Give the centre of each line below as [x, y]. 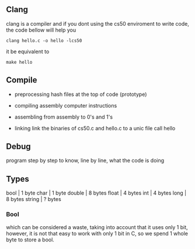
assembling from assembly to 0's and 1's [63, 117]
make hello [19, 62]
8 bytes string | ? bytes [34, 199]
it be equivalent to [28, 51]
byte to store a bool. [30, 240]
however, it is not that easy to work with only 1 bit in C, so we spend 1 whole [97, 233]
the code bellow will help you [41, 30]
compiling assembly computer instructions [66, 105]
